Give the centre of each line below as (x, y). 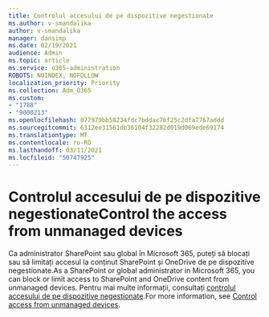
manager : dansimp (37, 38)
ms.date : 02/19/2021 (43, 46)
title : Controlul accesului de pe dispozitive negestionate (111, 16)
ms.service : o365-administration (64, 68)
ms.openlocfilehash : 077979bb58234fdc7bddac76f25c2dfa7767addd (116, 120)
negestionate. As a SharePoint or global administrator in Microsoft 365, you (132, 270)
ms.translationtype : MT (48, 135)
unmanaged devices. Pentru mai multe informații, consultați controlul (122, 288)
